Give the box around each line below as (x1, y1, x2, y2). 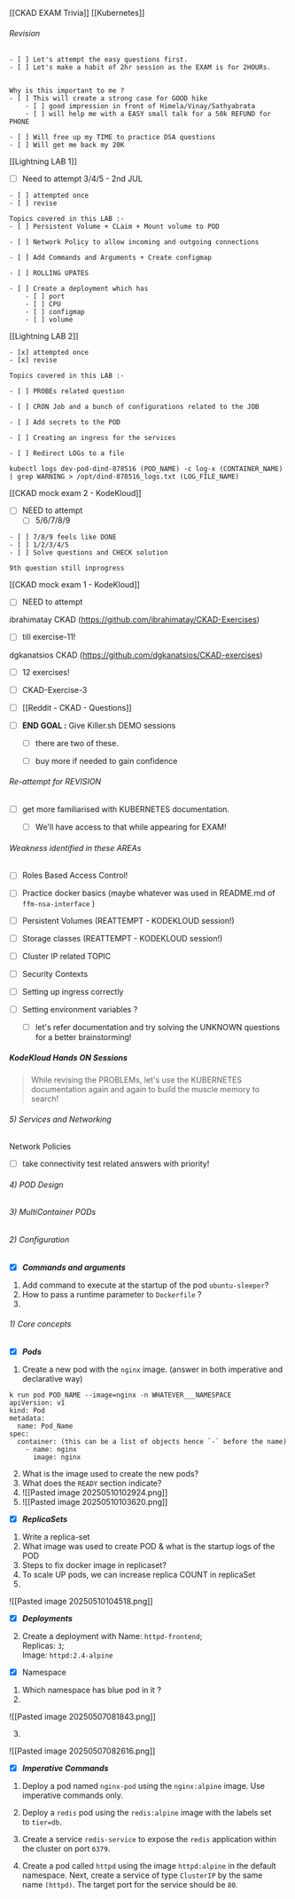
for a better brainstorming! (35, 1031, 132, 1042)
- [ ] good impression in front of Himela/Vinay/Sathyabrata (25, 102, 255, 111)
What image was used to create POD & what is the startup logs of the (21, 1541, 276, 1552)
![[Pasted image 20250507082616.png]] (9, 1745, 156, 1756)
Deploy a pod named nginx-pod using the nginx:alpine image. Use (21, 1781, 266, 1792)
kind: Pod (9, 1406, 46, 1414)
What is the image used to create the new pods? (21, 1468, 199, 1478)
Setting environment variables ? (21, 1004, 138, 1014)
